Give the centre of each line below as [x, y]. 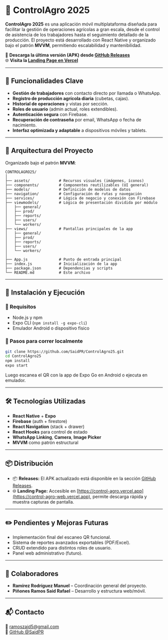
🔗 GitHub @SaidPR [24, 632]
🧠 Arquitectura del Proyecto [49, 151]
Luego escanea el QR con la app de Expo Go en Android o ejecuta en [76, 375]
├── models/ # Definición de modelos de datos [68, 189]
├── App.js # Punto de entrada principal [63, 259]
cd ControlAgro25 [23, 356]
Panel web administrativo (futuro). [47, 553]
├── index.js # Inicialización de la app [61, 264]
